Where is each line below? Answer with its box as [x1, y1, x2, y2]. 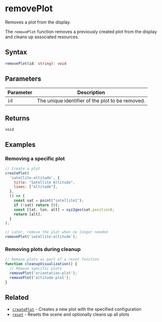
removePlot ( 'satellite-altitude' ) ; [5, 234, 78, 239]
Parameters [5, 74, 41, 83]
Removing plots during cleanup [5, 246, 81, 252]
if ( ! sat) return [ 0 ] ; [14, 202, 60, 207]
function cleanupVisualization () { [5, 262, 78, 267]
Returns [5, 114, 30, 123]
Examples [5, 140, 36, 149]
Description [77, 89, 105, 96]
